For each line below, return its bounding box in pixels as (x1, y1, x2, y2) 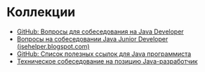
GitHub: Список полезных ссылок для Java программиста (16, 50, 192, 58)
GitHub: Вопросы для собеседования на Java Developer (16, 27, 184, 36)
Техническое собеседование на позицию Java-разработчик (16, 57, 198, 65)
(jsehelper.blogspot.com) (16, 42, 90, 50)
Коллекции (6, 4, 76, 20)
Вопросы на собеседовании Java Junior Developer (16, 34, 168, 43)
